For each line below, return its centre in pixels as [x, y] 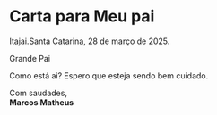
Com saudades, [38, 93]
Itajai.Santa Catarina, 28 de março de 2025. [90, 41]
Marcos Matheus [42, 102]
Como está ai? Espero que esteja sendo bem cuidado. [109, 75]
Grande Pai [30, 58]
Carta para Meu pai [82, 16]
